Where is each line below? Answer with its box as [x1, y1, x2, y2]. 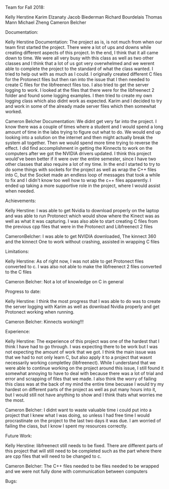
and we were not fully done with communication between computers [5, 468, 148, 474]
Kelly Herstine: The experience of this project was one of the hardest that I [5, 338, 160, 344]
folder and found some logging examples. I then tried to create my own [5, 93, 152, 98]
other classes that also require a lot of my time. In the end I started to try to [5, 161, 160, 167]
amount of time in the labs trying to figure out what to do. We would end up [5, 129, 161, 135]
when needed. [5, 188, 35, 194]
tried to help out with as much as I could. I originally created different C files [5, 71, 162, 77]
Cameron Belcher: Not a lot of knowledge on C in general [5, 279, 124, 284]
